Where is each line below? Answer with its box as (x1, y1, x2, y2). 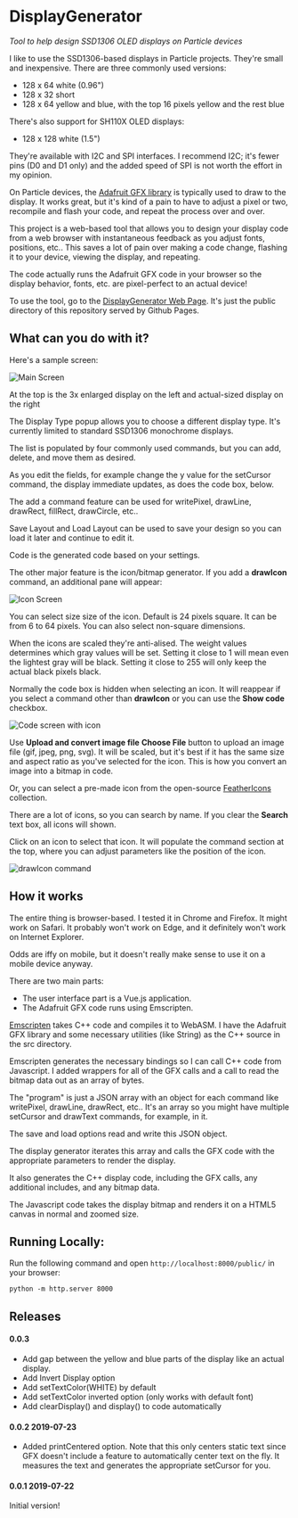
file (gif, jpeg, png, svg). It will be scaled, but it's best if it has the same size (9, 747, 285, 757)
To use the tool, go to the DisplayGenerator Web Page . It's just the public (9, 295, 276, 306)
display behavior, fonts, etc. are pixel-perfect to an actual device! (9, 278, 247, 289)
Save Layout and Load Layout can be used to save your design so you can (9, 523, 282, 533)
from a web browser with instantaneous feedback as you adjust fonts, (9, 232, 265, 243)
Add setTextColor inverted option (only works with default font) (21, 1391, 254, 1402)
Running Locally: (9, 1233, 105, 1250)
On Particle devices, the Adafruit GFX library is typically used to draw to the (9, 186, 286, 197)
